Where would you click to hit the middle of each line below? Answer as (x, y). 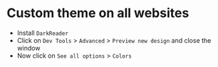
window (28, 48)
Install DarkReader (43, 33)
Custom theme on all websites (98, 13)
